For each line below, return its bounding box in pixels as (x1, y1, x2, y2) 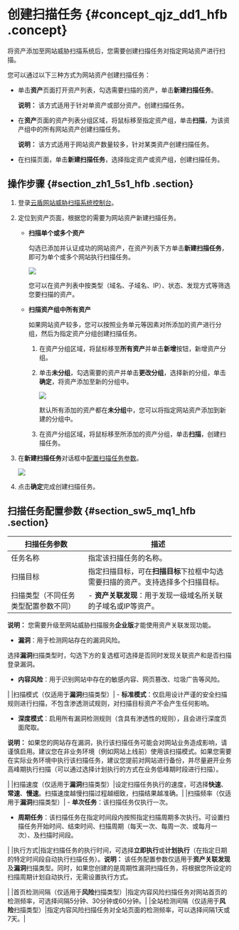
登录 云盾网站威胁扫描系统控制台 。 (17, 198, 118, 207)
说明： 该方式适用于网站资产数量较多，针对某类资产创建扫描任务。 (17, 140, 213, 148)
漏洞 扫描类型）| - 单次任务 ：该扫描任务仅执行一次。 (20, 798, 172, 806)
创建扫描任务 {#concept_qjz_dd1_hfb (7, 6, 228, 23)
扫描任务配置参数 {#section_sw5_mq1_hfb (7, 505, 196, 517)
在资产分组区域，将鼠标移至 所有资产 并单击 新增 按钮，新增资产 (38, 344, 221, 352)
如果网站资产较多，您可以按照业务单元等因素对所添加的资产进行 (28, 320, 216, 328)
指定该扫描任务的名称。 (87, 553, 167, 563)
